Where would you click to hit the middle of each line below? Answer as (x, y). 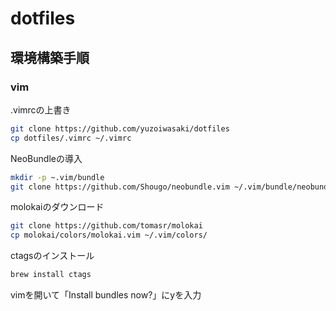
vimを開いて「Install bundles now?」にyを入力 (106, 295)
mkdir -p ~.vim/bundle (57, 177)
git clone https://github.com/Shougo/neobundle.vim (120, 187)
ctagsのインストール (52, 256)
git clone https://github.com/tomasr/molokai (106, 226)
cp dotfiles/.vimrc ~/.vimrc (71, 138)
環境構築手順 (50, 57)
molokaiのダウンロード (57, 207)
